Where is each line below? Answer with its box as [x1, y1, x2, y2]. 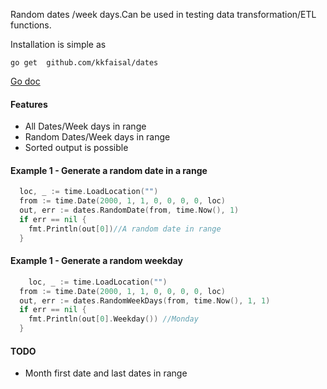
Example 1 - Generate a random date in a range [10, 164, 208, 176]
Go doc [10, 75, 41, 87]
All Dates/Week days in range [24, 120, 147, 133]
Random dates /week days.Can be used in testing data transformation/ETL [10, 9, 317, 20]
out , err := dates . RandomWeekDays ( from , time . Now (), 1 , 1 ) [19, 295, 271, 306]
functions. [10, 19, 52, 31]
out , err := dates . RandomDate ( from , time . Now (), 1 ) [19, 205, 240, 216]
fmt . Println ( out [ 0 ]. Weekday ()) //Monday [28, 314, 199, 324]
